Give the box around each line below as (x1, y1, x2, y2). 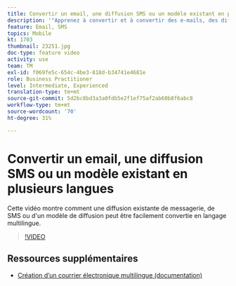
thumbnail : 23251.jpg (7, 43, 71, 50)
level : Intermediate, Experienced (7, 82, 109, 89)
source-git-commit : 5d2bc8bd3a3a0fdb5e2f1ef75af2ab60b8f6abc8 (7, 95, 193, 102)
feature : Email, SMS (7, 23, 68, 30)
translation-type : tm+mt (7, 88, 80, 95)
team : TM (7, 62, 33, 69)
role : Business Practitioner (7, 75, 93, 83)
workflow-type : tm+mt (7, 102, 71, 109)
